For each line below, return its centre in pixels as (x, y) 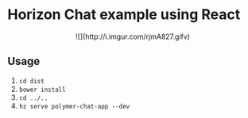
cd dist (31, 81)
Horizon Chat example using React (124, 15)
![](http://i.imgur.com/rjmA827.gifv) (133, 36)
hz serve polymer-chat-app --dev (74, 106)
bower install (42, 89)
